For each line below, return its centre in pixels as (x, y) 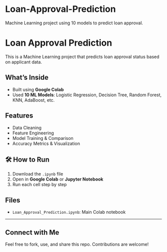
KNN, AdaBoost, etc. (33, 100)
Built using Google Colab (38, 89)
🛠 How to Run (27, 159)
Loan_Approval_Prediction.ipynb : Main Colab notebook (69, 212)
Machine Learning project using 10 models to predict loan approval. (74, 23)
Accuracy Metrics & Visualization (46, 143)
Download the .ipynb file (38, 174)
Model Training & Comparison (43, 138)
